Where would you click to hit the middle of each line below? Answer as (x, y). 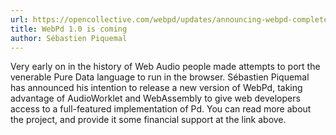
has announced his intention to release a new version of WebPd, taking (156, 88)
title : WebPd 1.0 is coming (69, 29)
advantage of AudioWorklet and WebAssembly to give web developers (155, 98)
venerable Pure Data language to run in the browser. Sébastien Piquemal (160, 77)
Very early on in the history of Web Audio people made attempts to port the (165, 67)
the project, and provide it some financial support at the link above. (148, 120)
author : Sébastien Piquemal (69, 38)
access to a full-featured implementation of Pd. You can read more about (161, 109)
